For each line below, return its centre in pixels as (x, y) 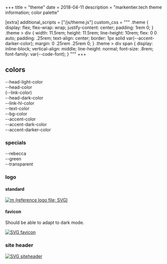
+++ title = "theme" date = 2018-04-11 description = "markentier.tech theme (84, 7)
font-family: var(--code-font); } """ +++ (46, 54)
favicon (13, 211)
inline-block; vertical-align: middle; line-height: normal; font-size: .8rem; (79, 49)
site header (19, 245)
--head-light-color (24, 81)
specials (16, 142)
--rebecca (16, 153)
